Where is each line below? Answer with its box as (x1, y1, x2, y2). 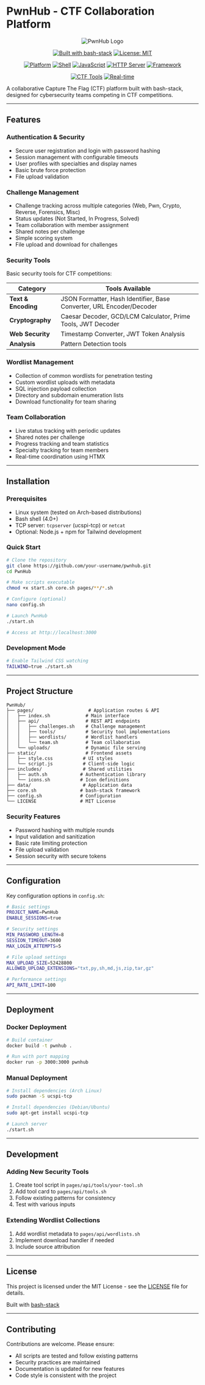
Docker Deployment (6, 1023, 67, 1032)
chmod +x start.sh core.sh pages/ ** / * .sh (6, 585, 113, 591)
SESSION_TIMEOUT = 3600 (6, 937, 62, 944)
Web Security (9, 330, 50, 338)
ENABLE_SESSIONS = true (6, 915, 62, 921)
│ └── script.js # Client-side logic (6, 761, 135, 767)
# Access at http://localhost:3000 (6, 629, 97, 635)
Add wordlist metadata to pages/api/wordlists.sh (15, 1230, 140, 1237)
